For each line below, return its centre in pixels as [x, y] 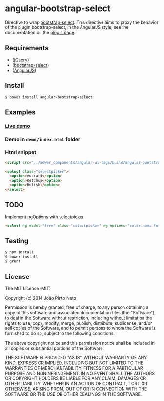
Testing [17, 241]
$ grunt [13, 261]
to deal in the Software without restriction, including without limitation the [79, 318]
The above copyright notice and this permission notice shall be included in [80, 343]
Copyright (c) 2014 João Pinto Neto [41, 298]
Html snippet [21, 152]
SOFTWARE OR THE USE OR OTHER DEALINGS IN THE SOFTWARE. [73, 394]
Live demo [18, 126]
